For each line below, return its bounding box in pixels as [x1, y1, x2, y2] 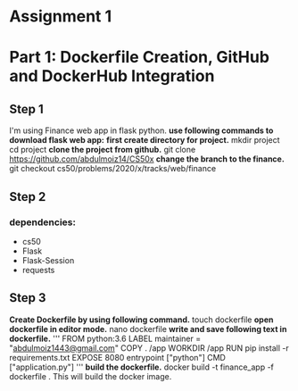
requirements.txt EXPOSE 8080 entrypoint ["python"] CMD [9, 352, 226, 362]
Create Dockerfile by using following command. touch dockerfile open [9, 314, 274, 325]
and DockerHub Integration [9, 66, 215, 87]
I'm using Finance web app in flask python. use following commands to [9, 125, 274, 136]
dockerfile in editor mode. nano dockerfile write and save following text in [9, 323, 287, 334]
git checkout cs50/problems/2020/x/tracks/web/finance [9, 163, 217, 174]
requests [21, 264, 55, 275]
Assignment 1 [9, 6, 112, 27]
